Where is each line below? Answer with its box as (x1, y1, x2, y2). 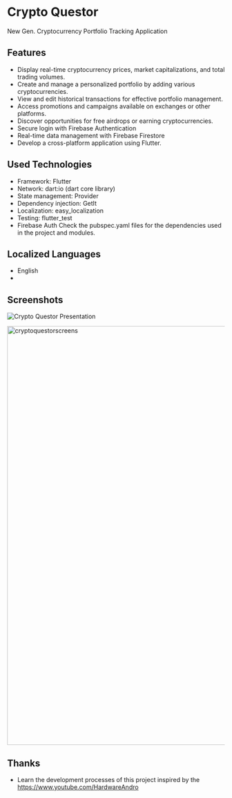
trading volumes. (17, 72, 66, 81)
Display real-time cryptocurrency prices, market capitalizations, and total (17, 65, 225, 73)
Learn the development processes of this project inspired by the (17, 776, 200, 784)
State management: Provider (17, 191, 99, 200)
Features (7, 47, 46, 59)
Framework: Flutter (17, 177, 72, 185)
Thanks (7, 757, 41, 769)
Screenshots (7, 294, 64, 306)
